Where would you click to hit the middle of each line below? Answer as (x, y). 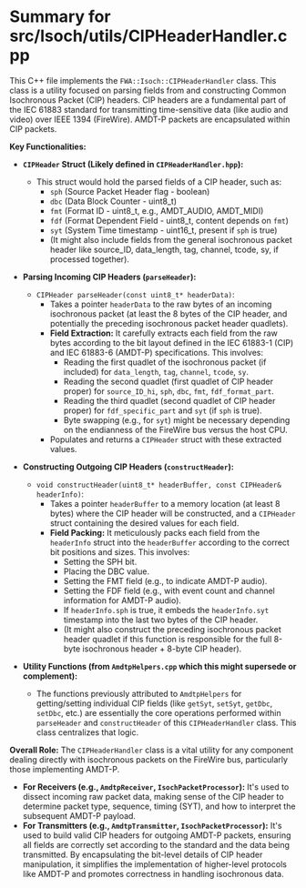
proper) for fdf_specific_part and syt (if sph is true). (163, 410)
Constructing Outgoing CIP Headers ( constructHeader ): (128, 467)
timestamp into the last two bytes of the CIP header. (161, 620)
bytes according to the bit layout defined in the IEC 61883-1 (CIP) (172, 342)
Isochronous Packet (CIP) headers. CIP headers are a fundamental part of (148, 100)
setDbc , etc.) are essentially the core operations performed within (158, 712)
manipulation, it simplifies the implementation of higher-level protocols (154, 864)
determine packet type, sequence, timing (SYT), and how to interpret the (159, 806)
